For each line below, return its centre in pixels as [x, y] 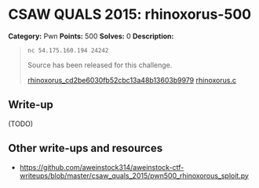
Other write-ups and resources [86, 148]
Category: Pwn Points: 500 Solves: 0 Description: [91, 36]
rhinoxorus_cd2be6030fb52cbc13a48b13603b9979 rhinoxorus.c [132, 80]
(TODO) [21, 124]
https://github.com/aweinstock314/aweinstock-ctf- [102, 167]
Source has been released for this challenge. [100, 65]
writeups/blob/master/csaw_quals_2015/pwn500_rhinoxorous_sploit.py [134, 175]
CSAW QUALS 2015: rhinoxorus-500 [130, 14]
